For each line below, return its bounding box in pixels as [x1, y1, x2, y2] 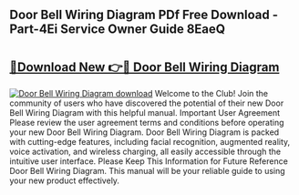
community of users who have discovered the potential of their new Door [9, 97, 284, 108]
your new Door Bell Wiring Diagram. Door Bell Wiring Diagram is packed [9, 127, 280, 138]
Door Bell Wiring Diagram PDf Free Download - [9, 7, 278, 23]
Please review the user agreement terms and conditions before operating [9, 118, 284, 128]
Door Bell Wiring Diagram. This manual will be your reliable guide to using [9, 166, 285, 176]
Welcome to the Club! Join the [154, 88, 269, 98]
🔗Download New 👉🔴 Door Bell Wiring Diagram [9, 59, 280, 75]
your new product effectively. [9, 175, 120, 186]
